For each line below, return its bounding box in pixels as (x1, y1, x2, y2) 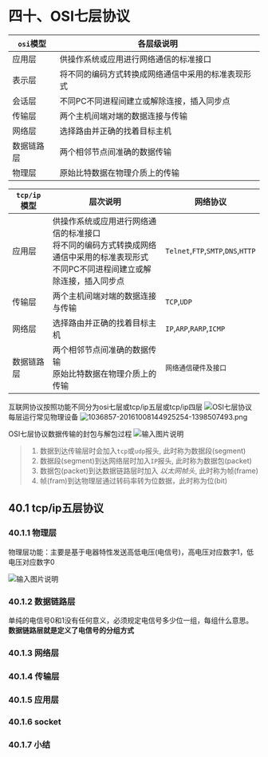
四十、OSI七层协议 (8, 7, 130, 26)
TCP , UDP (165, 296, 193, 307)
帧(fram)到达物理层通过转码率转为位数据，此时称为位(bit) (39, 475, 228, 485)
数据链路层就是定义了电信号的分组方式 (8, 625, 134, 635)
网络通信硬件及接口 (165, 363, 227, 372)
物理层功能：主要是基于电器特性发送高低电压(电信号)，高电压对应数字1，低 (8, 547, 254, 557)
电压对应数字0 (8, 557, 55, 566)
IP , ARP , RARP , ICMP (165, 322, 226, 333)
